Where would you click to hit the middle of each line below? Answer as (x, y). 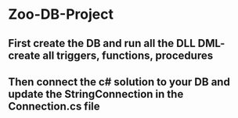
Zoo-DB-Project (61, 14)
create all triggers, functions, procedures (111, 55)
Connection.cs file (54, 106)
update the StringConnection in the (96, 94)
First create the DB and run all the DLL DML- (117, 43)
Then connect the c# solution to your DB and (119, 82)
